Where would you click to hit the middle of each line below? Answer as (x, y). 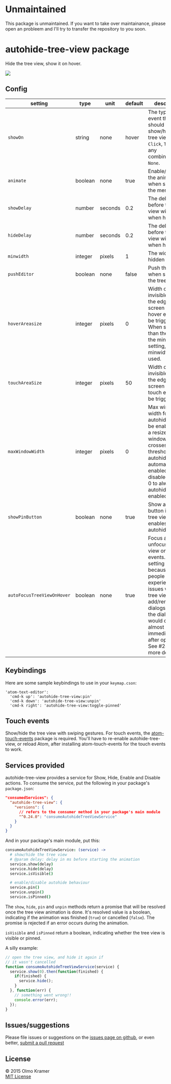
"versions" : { (29, 807)
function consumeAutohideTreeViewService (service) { (62, 967)
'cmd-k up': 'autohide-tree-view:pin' (51, 696)
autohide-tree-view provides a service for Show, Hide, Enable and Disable (83, 778)
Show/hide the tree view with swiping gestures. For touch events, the (78, 733)
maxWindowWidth (26, 451)
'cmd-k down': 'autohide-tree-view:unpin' (55, 701)
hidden (156, 259)
